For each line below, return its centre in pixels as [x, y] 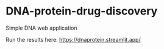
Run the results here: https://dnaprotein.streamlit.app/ [73, 39]
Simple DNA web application [41, 28]
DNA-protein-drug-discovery [82, 11]
